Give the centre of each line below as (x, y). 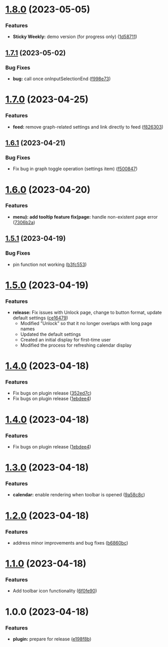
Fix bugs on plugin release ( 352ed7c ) (52, 393)
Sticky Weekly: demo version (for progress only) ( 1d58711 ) (75, 37)
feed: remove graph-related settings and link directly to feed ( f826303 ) (88, 127)
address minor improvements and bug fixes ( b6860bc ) (70, 543)
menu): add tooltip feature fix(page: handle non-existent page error (85, 217)
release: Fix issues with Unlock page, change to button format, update (87, 312)
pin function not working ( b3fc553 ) (50, 264)
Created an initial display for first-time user (66, 340)
